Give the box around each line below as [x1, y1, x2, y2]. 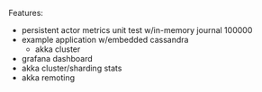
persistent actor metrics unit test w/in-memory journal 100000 [21, 25, 253, 35]
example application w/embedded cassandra [21, 35, 189, 45]
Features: [8, 8, 44, 18]
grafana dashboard [21, 54, 94, 63]
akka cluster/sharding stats [21, 63, 122, 73]
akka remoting [21, 72, 76, 83]
